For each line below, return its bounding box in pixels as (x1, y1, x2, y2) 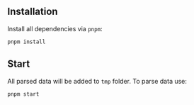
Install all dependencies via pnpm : (7, 24, 103, 33)
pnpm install (7, 38, 46, 45)
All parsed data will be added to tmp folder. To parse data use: (7, 77, 188, 85)
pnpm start (7, 90, 40, 98)
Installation (7, 6, 58, 18)
